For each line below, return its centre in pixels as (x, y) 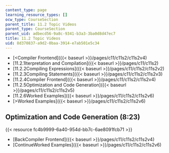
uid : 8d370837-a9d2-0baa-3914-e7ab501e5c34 (52, 43)
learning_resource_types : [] (36, 15)
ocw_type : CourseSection (32, 19)
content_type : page (26, 10)
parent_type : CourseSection (35, 29)
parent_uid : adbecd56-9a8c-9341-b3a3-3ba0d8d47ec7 (60, 34)
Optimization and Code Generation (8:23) (73, 117)
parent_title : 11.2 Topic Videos (41, 24)
